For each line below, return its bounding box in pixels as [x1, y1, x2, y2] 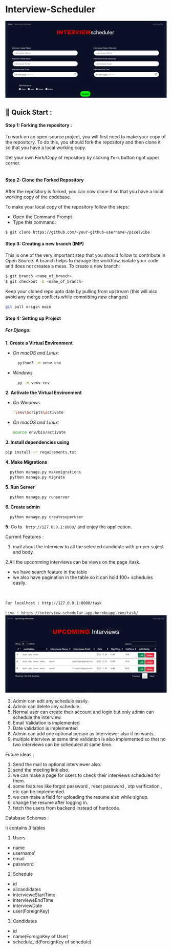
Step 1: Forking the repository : [5, 122, 72, 129]
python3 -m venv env [17, 360, 61, 366]
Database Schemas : [5, 815, 49, 821]
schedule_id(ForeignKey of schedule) [12, 939, 92, 945]
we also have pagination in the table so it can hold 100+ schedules [12, 574, 153, 581]
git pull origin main [5, 304, 52, 309]
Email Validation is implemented [12, 719, 80, 726]
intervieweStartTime [12, 892, 56, 898]
